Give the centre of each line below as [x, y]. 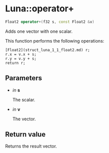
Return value [25, 134]
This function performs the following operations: [55, 41]
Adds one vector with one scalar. [39, 31]
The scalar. [24, 100]
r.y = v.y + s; [21, 58]
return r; [15, 63]
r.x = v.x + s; [21, 54]
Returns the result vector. [31, 146]
